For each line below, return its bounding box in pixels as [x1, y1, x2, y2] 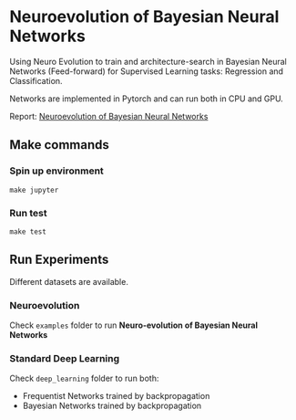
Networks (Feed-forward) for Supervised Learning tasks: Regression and [9, 66, 284, 77]
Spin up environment [9, 164, 105, 177]
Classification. [9, 75, 63, 86]
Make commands [9, 137, 109, 152]
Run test [9, 206, 47, 219]
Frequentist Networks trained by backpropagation [22, 391, 210, 402]
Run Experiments [9, 252, 109, 268]
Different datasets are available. [9, 276, 129, 287]
